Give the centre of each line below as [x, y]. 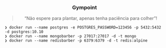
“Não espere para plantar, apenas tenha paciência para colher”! [91, 18]
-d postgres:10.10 [24, 32]
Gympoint [85, 7]
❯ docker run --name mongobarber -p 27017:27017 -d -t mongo [71, 36]
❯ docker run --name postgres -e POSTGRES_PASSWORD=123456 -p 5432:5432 [83, 27]
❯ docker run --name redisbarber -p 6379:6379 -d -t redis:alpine [76, 41]
